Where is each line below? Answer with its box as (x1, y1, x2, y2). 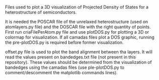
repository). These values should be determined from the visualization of (5, 60, 152, 65)
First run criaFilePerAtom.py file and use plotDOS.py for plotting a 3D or (5, 29, 149, 35)
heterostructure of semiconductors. (5, 9, 77, 15)
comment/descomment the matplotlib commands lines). (5, 70, 118, 75)
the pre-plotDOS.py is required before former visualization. (5, 40, 124, 45)
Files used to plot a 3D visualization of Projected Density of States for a (5, 4, 149, 10)
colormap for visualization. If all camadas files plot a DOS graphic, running (5, 34, 155, 40)
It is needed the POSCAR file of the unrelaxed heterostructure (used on (5, 19, 148, 24)
